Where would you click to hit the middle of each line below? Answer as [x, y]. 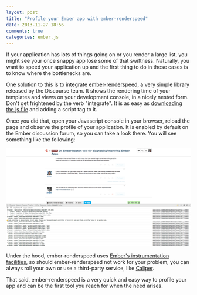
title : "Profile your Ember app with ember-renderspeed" [77, 18]
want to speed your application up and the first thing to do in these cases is [97, 67]
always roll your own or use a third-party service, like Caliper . [80, 268]
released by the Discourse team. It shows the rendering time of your [89, 91]
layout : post [22, 12]
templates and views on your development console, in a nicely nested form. [97, 97]
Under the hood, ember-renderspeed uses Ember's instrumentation [88, 256]
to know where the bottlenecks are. [49, 73]
